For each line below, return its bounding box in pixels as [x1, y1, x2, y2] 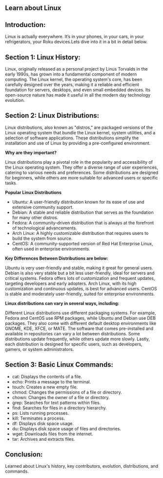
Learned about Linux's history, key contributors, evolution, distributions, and [5, 463, 159, 469]
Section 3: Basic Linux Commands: [5, 360, 114, 369]
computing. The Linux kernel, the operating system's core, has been [5, 76, 143, 82]
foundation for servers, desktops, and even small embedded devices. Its [5, 87, 150, 93]
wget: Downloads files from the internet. [12, 431, 93, 437]
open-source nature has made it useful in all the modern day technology [5, 92, 151, 98]
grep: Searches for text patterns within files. [12, 400, 101, 405]
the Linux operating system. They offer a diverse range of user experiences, [5, 164, 159, 170]
